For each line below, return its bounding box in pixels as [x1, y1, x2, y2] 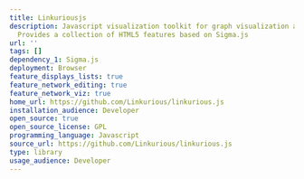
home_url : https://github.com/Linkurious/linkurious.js [9, 97, 224, 107]
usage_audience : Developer [9, 155, 111, 165]
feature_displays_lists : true [9, 72, 124, 81]
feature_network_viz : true [9, 89, 111, 98]
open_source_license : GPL [9, 123, 107, 132]
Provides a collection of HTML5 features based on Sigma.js [17, 30, 249, 39]
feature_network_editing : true [9, 80, 128, 89]
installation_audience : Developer [9, 106, 140, 115]
